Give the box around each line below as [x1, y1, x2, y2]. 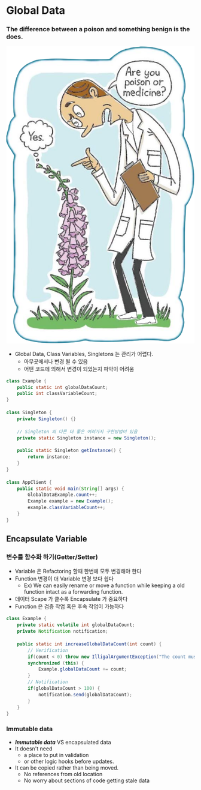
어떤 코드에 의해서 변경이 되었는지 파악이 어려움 [23, 365, 135, 372]
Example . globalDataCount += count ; [38, 666, 127, 672]
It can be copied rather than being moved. [14, 764, 119, 771]
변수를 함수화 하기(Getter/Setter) [6, 553, 98, 561]
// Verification [28, 647, 68, 653]
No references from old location [23, 770, 103, 777]
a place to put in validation [23, 751, 89, 758]
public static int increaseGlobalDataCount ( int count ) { [17, 641, 162, 647]
